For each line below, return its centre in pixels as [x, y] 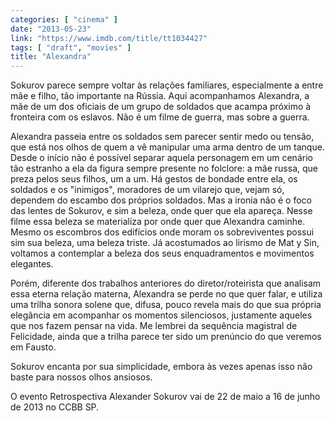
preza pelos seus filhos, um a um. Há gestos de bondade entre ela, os [154, 179]
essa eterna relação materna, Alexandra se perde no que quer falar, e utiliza [166, 294]
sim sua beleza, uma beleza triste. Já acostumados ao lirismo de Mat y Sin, [165, 243]
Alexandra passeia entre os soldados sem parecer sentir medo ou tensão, [162, 137]
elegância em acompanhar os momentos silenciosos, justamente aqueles [161, 315]
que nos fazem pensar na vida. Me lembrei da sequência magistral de [154, 326]
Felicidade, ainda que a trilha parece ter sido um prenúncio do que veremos [166, 337]
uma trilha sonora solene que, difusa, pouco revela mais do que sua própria [166, 305]
